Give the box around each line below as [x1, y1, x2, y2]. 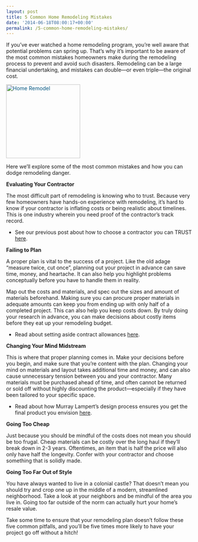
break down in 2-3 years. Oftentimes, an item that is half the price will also [6, 445, 187, 452]
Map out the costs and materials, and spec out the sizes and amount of [6, 288, 179, 295]
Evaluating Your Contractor [6, 181, 75, 188]
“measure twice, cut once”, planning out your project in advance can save [6, 264, 186, 272]
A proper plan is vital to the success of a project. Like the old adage [6, 258, 171, 265]
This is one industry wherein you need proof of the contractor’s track [6, 211, 174, 218]
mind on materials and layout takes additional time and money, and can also [6, 367, 191, 374]
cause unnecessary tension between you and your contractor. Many [6, 373, 173, 380]
